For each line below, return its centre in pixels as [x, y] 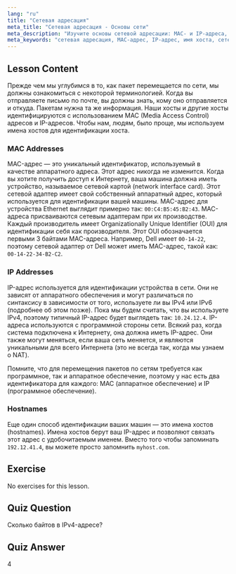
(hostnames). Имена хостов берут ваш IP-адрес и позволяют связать [111, 432]
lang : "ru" [23, 14]
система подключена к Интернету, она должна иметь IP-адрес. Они [110, 332]
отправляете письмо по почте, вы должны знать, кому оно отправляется [117, 100]
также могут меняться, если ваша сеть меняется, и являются [100, 339]
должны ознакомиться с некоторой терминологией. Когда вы [100, 93]
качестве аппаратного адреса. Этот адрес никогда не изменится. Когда [116, 171]
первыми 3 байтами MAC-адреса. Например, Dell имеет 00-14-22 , [106, 239]
